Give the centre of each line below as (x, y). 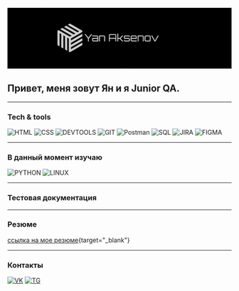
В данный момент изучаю (55, 157)
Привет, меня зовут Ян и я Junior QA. (94, 88)
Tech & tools (29, 116)
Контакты (26, 265)
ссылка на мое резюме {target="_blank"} (69, 240)
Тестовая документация (52, 198)
